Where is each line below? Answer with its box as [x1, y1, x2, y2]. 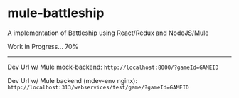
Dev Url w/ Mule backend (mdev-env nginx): [7, 76, 137, 85]
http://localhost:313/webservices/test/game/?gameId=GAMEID [7, 84, 190, 91]
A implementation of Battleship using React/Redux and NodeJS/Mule [7, 28, 209, 37]
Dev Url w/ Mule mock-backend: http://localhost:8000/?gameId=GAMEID [7, 62, 219, 71]
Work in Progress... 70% [7, 42, 79, 50]
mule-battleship [7, 5, 105, 21]
